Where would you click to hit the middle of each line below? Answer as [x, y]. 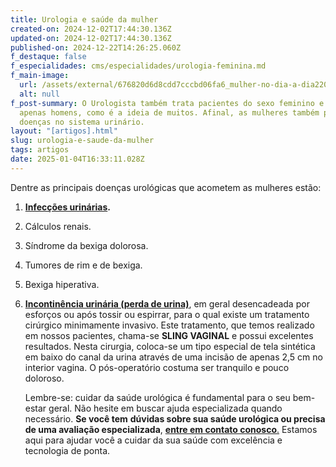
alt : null [39, 94]
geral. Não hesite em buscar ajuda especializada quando [165, 408]
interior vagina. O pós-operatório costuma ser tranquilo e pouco [157, 367]
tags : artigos [40, 150]
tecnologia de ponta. [67, 450]
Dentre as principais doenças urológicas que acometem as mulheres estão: [166, 187]
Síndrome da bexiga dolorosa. [86, 245]
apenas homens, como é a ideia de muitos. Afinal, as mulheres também [169, 112]
